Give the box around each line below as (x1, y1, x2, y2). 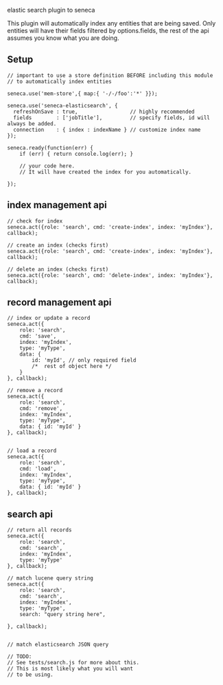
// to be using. (7, 671, 54, 678)
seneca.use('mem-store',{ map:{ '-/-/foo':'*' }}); (7, 90, 158, 97)
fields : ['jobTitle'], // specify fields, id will (13, 114, 211, 121)
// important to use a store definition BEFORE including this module (7, 72, 213, 79)
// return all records (7, 526, 72, 533)
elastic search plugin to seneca (7, 6, 95, 14)
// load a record (7, 447, 57, 454)
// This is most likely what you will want (7, 665, 134, 673)
